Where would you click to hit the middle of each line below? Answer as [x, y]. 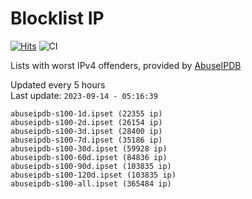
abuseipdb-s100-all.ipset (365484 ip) [91, 183]
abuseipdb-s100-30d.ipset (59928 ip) [89, 148]
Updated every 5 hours [58, 84]
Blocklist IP [57, 18]
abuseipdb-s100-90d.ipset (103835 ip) [91, 166]
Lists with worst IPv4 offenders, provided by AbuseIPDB [126, 65]
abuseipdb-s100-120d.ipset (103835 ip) [93, 175]
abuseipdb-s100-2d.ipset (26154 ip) [86, 122]
